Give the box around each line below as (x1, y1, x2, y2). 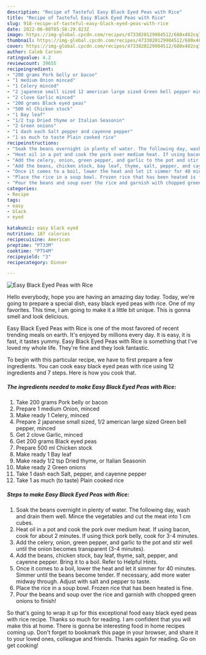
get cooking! (7, 642, 39, 649)
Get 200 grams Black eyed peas (15, 437, 97, 445)
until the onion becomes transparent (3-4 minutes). (15, 545, 145, 553)
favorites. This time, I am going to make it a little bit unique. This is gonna (7, 306, 191, 314)
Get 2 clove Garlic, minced (15, 431, 83, 439)
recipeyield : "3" (7, 254, 51, 260)
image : (7, 32, 24, 38)
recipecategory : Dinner (7, 259, 68, 265)
